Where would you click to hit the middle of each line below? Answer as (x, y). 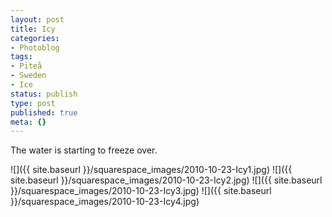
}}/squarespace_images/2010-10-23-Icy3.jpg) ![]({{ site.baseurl (141, 191)
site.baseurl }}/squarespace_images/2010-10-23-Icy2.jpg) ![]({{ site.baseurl (166, 180)
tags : (21, 57)
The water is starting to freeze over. (84, 150)
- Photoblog (35, 47)
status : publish (44, 94)
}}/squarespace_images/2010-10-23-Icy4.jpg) (105, 202)
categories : (35, 38)
